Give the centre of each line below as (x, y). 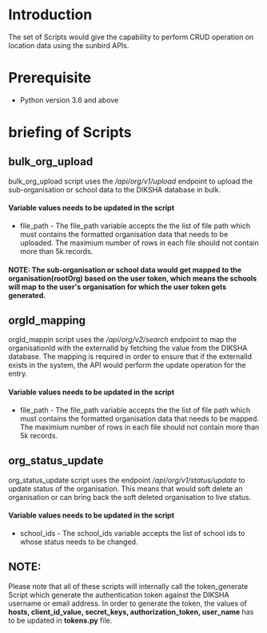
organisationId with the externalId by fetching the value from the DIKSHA (128, 348)
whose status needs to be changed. (79, 542)
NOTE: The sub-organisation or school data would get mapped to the (125, 269)
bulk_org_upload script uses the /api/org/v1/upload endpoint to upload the (131, 181)
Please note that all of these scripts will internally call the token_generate (128, 586)
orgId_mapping (47, 321)
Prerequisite (50, 78)
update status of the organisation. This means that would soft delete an (126, 488)
